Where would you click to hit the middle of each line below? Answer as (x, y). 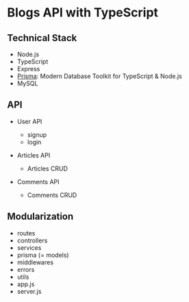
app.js (26, 284)
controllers (32, 240)
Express (28, 69)
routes (26, 233)
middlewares (35, 262)
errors (26, 269)
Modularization (40, 217)
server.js (29, 291)
